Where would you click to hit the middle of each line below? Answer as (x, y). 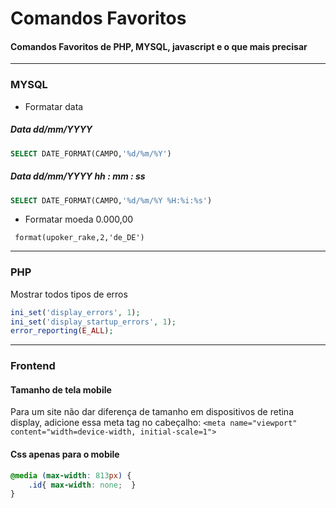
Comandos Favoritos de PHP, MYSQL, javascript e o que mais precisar (159, 46)
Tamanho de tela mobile (61, 389)
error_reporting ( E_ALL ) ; (62, 331)
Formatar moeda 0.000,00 (79, 219)
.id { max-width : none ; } (82, 485)
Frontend (33, 366)
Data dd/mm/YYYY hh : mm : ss (78, 176)
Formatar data (54, 106)
